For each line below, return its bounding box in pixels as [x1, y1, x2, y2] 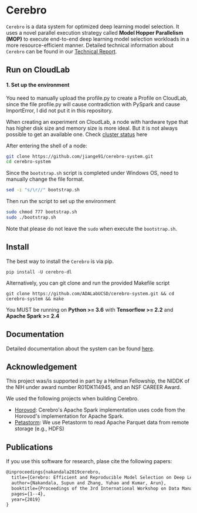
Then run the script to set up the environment [6, 198, 116, 205]
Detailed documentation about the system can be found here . [6, 345, 155, 352]
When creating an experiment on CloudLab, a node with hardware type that [6, 118, 189, 125]
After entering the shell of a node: [6, 142, 88, 149]
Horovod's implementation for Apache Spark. [14, 413, 124, 420]
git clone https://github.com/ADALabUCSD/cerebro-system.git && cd [6, 291, 175, 296]
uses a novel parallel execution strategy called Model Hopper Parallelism [6, 29, 184, 36]
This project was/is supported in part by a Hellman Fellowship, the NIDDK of [6, 377, 190, 384]
